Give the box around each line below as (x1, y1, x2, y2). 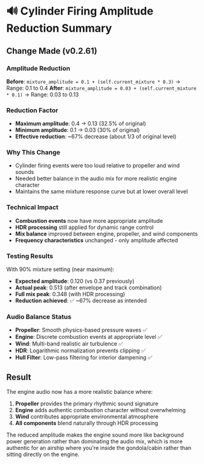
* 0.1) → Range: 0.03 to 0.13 (6, 90, 79, 98)
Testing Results (6, 252, 54, 260)
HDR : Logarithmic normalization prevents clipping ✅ (15, 347, 146, 354)
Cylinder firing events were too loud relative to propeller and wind (15, 162, 180, 169)
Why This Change (6, 148, 61, 157)
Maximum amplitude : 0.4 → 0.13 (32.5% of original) (15, 120, 146, 128)
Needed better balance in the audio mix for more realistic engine (15, 175, 177, 183)
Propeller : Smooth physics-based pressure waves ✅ (15, 327, 148, 334)
